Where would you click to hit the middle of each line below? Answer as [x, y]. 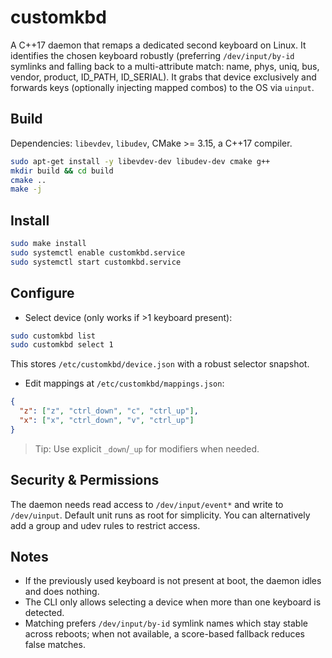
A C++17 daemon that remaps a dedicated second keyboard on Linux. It [158, 45]
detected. [44, 613]
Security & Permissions [85, 480]
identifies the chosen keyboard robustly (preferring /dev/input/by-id [152, 55]
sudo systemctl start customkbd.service [96, 262]
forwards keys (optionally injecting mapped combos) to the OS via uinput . [162, 87]
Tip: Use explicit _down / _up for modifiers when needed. [147, 448]
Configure [42, 293]
